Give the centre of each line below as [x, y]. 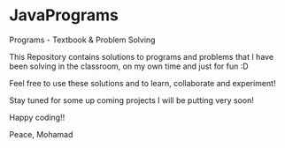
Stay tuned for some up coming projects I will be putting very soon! [132, 100]
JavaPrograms [64, 15]
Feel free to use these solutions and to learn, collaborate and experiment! [142, 83]
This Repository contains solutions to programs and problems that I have [142, 56]
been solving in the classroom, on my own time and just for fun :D [129, 66]
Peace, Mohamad [41, 134]
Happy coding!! [37, 117]
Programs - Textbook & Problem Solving [82, 40]
